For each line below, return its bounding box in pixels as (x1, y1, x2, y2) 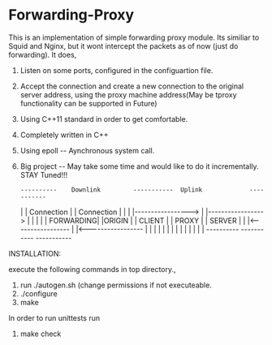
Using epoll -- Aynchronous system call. (19, 145, 155, 155)
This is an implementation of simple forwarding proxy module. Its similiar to (8, 32, 260, 42)
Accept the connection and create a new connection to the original (19, 81, 244, 91)
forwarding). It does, (8, 50, 77, 59)
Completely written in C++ (19, 130, 109, 140)
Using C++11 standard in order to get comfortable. (19, 114, 188, 123)
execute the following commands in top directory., (8, 264, 176, 274)
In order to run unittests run (8, 313, 100, 322)
